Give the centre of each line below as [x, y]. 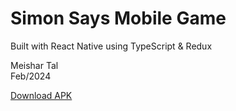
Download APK [41, 95]
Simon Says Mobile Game [118, 18]
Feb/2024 [31, 76]
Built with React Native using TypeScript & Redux [111, 46]
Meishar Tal [34, 65]
